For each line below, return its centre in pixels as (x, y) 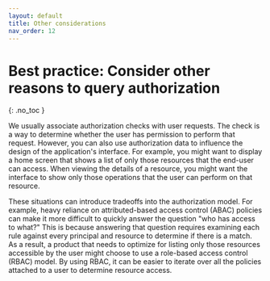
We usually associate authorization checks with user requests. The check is (134, 126)
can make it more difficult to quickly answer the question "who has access (132, 219)
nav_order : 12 (32, 31)
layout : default (35, 16)
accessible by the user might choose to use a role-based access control (128, 253)
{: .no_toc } (27, 111)
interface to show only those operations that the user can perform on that (130, 178)
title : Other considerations (57, 23)
